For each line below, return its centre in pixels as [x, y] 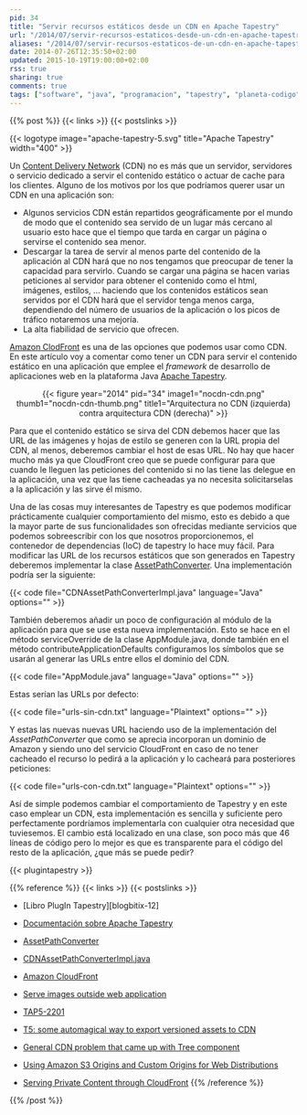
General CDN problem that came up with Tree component [131, 1046]
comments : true [38, 86]
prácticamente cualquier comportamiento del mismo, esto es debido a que [150, 516]
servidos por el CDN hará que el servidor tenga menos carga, [138, 300]
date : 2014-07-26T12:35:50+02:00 [73, 52]
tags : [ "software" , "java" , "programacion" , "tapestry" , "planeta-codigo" [155, 94]
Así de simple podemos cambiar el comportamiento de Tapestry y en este [148, 803]
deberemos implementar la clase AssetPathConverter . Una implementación [151, 565]
